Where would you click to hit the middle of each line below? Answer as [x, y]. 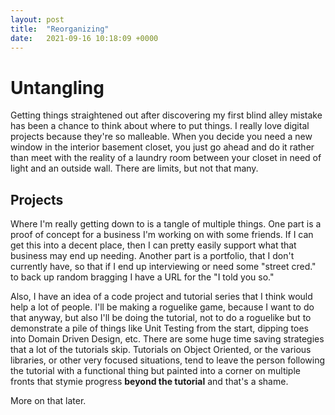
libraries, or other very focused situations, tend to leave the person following [168, 360]
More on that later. [48, 401]
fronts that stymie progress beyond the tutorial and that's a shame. [149, 382]
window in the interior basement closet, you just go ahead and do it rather [162, 147]
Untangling [57, 87]
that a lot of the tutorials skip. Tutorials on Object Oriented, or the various [161, 350]
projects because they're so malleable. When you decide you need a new [161, 137]
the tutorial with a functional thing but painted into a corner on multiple [155, 371]
